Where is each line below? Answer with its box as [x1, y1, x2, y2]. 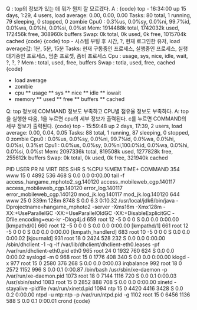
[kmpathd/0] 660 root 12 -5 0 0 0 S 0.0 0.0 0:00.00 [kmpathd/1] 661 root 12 [6, 222, 189, 229]
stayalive [6, 285, 28, 292]
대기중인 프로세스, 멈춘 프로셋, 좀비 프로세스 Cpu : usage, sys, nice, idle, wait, [6, 53, 188, 59]
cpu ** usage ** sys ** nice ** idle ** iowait [14, 89, 122, 96]
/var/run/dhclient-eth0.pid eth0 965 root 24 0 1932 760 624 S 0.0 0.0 [6, 247, 175, 254]
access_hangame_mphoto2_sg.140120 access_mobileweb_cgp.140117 [6, 178, 176, 185]
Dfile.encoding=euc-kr [6, 216, 62, 223]
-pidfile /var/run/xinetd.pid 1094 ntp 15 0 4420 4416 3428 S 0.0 [28, 285, 183, 292]
